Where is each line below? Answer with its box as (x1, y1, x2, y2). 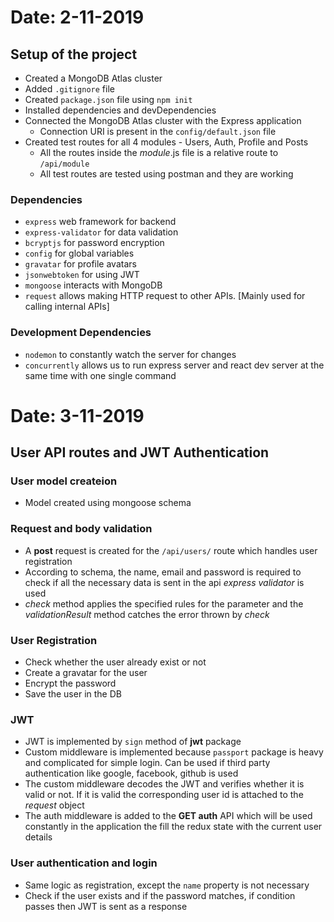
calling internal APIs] (24, 301, 110, 313)
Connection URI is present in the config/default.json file (39, 126, 277, 137)
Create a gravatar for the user (24, 667, 148, 679)
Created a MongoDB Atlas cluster (24, 72, 163, 84)
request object (24, 799, 85, 811)
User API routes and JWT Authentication (10, 444, 270, 461)
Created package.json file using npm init (24, 94, 193, 105)
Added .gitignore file (24, 83, 115, 95)
